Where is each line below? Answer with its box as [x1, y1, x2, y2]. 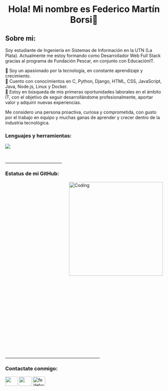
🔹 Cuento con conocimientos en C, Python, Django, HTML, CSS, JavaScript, [5, 78, 162, 84]
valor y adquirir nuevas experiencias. [5, 99, 81, 105]
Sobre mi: [5, 34, 36, 42]
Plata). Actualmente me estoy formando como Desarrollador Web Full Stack [5, 52, 161, 58]
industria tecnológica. [5, 120, 50, 125]
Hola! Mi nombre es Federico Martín [8, 3, 160, 15]
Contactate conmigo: [5, 365, 58, 372]
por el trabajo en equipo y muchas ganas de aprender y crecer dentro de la [5, 114, 160, 120]
